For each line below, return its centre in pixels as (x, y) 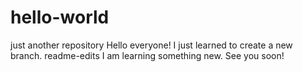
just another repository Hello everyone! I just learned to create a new (151, 45)
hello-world (60, 17)
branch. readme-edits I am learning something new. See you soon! (147, 55)
